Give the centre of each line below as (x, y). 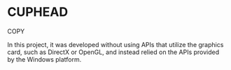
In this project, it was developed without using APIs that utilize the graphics (115, 44)
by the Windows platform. (44, 59)
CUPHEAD (38, 12)
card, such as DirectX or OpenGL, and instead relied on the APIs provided (113, 52)
